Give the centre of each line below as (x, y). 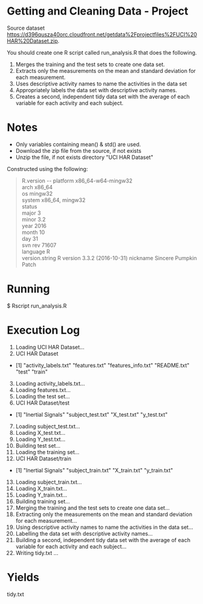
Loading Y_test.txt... (40, 439)
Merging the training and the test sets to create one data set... (92, 508)
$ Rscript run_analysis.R (37, 306)
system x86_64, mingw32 (53, 200)
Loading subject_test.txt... (48, 426)
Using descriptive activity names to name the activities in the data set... (105, 527)
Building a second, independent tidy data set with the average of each (103, 540)
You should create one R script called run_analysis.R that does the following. (102, 52)
